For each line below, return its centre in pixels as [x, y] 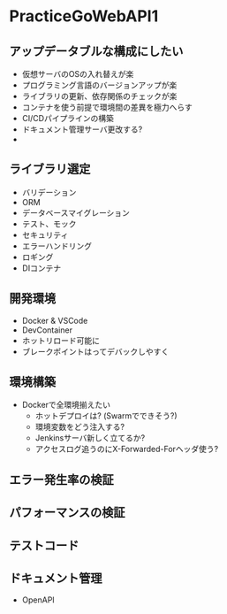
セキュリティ [45, 234]
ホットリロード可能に [61, 340]
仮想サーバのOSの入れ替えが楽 [78, 74]
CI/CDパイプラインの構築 [68, 118]
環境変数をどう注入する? [80, 427]
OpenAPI [38, 600]
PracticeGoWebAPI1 [84, 16]
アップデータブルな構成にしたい [96, 51]
